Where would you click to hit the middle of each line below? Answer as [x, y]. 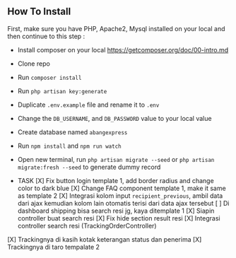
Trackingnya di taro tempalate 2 [54, 247]
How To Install [39, 12]
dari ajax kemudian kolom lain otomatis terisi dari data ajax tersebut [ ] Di [123, 203]
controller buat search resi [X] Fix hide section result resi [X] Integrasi [119, 218]
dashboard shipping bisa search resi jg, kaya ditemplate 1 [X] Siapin [116, 211]
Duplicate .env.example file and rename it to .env [88, 105]
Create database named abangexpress [72, 132]
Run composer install [49, 77]
